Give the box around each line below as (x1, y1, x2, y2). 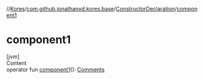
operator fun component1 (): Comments (6, 66, 105, 73)
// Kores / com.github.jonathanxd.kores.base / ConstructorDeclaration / (6, 5, 177, 12)
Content (6, 59, 27, 66)
